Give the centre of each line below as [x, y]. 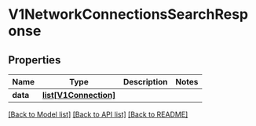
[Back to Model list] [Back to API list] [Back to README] [98, 114]
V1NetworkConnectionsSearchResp [128, 14]
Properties [35, 60]
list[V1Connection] [79, 95]
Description [145, 82]
